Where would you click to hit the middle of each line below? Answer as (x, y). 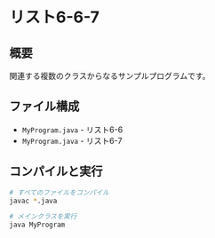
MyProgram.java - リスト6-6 (72, 130)
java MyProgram (37, 225)
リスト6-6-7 (55, 17)
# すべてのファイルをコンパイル (59, 192)
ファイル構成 (44, 107)
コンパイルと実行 (56, 172)
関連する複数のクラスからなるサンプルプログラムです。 (110, 76)
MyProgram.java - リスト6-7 (72, 140)
